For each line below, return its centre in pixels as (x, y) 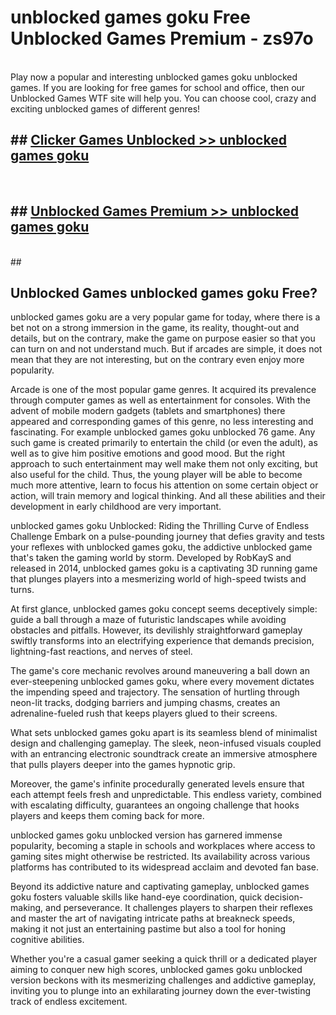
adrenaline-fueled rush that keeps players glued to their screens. (144, 713)
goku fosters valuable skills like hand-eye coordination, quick (136, 897)
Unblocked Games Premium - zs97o (162, 38)
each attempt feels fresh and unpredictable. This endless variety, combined (166, 795)
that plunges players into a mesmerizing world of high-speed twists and (158, 579)
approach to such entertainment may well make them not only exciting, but (164, 464)
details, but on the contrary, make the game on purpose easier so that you (163, 338)
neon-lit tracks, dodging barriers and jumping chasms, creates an (145, 703)
